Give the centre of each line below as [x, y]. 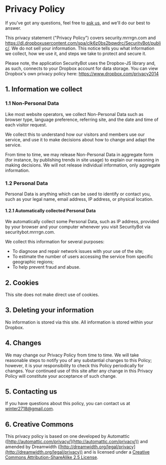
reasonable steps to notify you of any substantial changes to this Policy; [79, 360]
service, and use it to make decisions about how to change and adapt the [80, 139]
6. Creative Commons [39, 424]
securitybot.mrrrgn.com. [30, 232]
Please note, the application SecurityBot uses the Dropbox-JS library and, [81, 63]
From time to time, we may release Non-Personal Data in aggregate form [79, 154]
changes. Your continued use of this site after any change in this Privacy [79, 371]
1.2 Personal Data [27, 183]
